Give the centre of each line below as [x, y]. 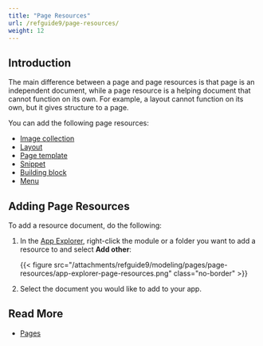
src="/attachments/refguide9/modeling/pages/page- [141, 265]
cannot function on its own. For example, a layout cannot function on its [126, 99]
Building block [43, 173]
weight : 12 [26, 30]
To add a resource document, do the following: [85, 225]
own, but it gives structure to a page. [69, 108]
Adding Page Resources [69, 206]
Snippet [33, 164]
